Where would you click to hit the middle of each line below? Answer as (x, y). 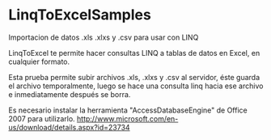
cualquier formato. (39, 62)
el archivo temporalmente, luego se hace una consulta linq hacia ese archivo (136, 86)
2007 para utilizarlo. (42, 118)
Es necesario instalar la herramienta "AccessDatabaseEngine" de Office (128, 110)
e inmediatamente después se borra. (70, 94)
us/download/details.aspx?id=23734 (70, 127)
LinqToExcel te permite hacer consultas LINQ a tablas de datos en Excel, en (134, 53)
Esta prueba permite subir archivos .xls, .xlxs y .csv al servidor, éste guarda (134, 77)
